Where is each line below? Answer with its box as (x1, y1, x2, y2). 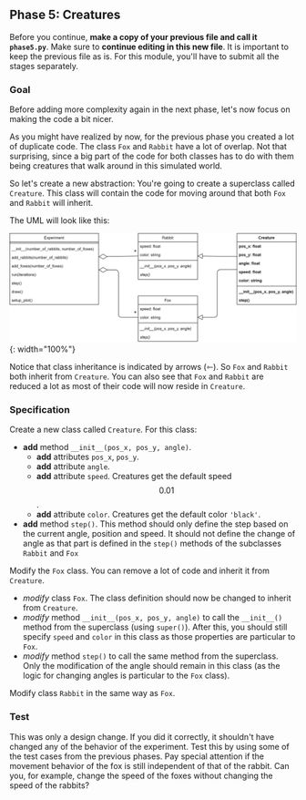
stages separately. (9, 60, 79, 71)
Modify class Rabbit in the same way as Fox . (9, 688, 176, 699)
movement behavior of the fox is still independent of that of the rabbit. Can (9, 760, 290, 771)
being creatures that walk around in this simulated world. (9, 160, 223, 171)
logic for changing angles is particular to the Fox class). (22, 670, 230, 682)
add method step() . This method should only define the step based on (22, 518, 289, 529)
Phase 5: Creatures (9, 7, 121, 23)
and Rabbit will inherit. (9, 198, 94, 209)
